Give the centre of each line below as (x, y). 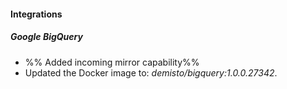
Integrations (36, 14)
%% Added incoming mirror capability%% (112, 62)
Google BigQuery (46, 37)
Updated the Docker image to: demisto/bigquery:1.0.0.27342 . (151, 72)
